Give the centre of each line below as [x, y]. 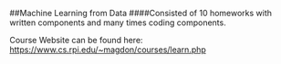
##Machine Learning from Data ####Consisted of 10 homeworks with [140, 13]
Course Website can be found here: [76, 40]
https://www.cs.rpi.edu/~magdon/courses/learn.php [108, 50]
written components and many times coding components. [118, 23]
